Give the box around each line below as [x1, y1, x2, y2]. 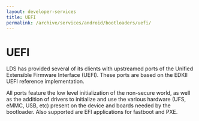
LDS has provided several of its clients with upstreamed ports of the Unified [6, 65, 194, 72]
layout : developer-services [6, 8, 77, 15]
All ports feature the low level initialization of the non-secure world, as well [6, 89, 191, 97]
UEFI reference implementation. [6, 78, 85, 85]
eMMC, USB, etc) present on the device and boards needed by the [6, 102, 171, 109]
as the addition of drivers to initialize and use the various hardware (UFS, [6, 96, 186, 103]
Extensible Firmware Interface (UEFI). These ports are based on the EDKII [6, 72, 188, 79]
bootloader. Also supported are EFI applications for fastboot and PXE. [6, 108, 178, 116]
